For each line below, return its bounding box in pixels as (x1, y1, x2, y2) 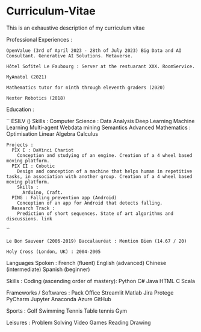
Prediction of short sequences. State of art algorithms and (17, 210, 173, 217)
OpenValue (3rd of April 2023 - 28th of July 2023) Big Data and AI (6, 47, 182, 54)
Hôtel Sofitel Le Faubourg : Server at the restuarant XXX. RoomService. (6, 63, 196, 69)
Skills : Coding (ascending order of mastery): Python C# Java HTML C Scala (6, 277, 196, 284)
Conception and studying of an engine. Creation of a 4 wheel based (17, 152, 193, 158)
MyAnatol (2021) (6, 74, 47, 80)
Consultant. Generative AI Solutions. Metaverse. (6, 53, 134, 59)
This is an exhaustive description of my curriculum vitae (6, 24, 145, 31)
